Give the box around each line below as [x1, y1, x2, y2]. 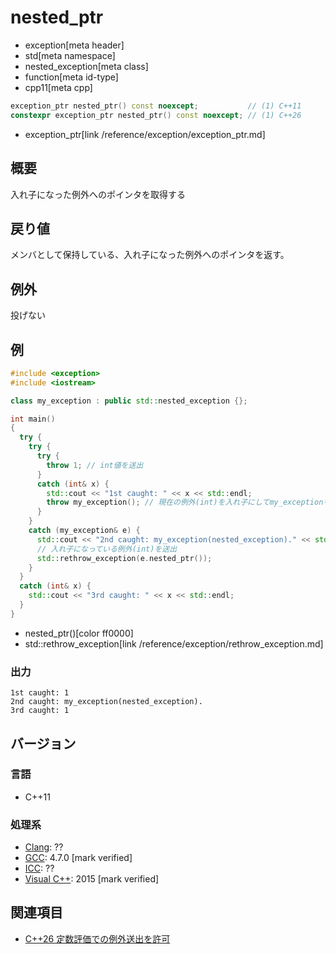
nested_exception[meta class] [24, 60, 149, 72]
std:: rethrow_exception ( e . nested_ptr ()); [36, 553, 213, 563]
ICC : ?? [24, 862, 55, 875]
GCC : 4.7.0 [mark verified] [24, 852, 133, 864]
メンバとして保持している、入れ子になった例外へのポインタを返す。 [10, 249, 290, 261]
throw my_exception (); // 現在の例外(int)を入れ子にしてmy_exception [46, 497, 324, 508]
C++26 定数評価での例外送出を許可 [24, 932, 171, 945]
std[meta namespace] [24, 49, 116, 61]
